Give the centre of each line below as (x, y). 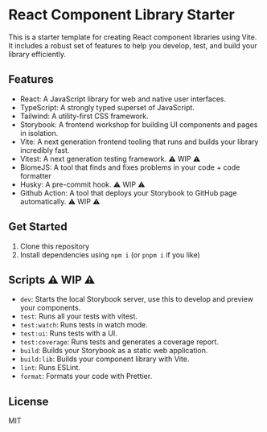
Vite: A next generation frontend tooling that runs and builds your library (139, 142)
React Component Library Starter (121, 15)
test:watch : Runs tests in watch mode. (84, 325)
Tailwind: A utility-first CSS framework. (84, 116)
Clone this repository (55, 246)
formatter (36, 175)
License (29, 401)
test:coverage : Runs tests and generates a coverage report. (119, 342)
